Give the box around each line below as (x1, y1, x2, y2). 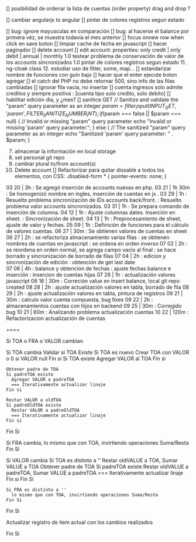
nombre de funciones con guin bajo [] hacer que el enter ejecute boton (6, 71, 177, 78)
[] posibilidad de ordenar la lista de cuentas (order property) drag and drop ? (6, 5, 191, 12)
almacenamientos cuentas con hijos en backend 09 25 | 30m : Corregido (6, 302, 182, 309)
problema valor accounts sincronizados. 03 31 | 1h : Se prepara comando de (6, 202, 190, 210)
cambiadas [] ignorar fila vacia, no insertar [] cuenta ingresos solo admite (6, 84, 183, 90)
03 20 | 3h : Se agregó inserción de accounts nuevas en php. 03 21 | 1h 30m (6, 184, 190, 191)
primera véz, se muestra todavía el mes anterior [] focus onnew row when (6, 34, 184, 40)
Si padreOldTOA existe (6, 402, 61, 408)
